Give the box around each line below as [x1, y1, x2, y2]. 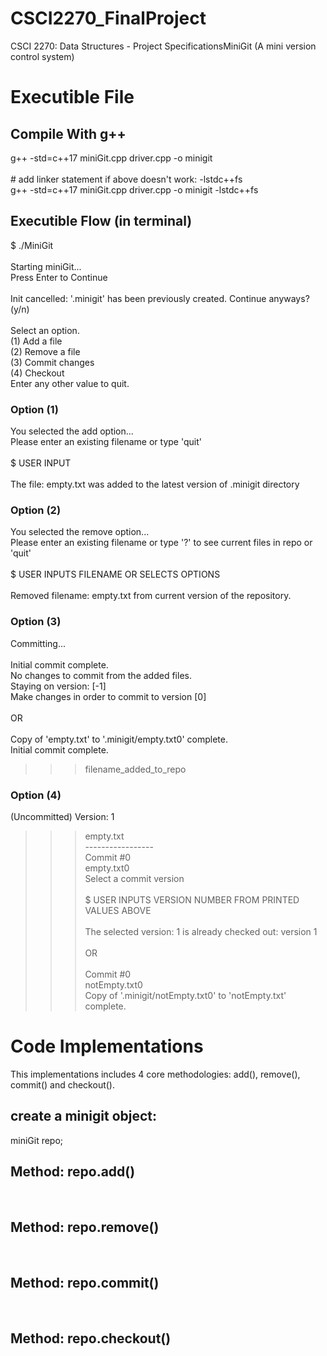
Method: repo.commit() [10, 1274, 160, 1291]
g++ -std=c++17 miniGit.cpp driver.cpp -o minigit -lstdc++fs [10, 183, 259, 196]
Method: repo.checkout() [10, 1330, 172, 1347]
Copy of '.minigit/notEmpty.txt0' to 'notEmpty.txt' [84, 989, 287, 1001]
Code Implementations [10, 1035, 204, 1058]
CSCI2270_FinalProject [10, 7, 207, 30]
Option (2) [10, 503, 62, 517]
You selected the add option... [10, 425, 134, 437]
